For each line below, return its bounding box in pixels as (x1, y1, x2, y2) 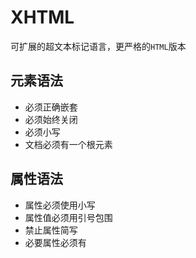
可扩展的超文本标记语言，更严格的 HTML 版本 (10, 40, 187, 52)
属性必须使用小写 (24, 199, 96, 211)
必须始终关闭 (24, 113, 78, 125)
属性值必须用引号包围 (24, 211, 113, 223)
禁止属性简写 (24, 224, 78, 236)
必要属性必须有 (24, 236, 87, 248)
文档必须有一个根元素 (24, 138, 113, 150)
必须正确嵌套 (24, 101, 78, 113)
